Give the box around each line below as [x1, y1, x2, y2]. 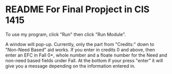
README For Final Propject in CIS [5, 4, 150, 15]
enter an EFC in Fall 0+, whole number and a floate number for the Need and [5, 52, 167, 58]
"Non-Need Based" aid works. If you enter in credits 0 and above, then [5, 46, 155, 53]
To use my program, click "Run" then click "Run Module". [5, 31, 126, 37]
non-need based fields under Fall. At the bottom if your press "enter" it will [5, 57, 163, 63]
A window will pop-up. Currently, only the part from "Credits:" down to [5, 41, 155, 47]
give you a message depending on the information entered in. [5, 63, 136, 69]
